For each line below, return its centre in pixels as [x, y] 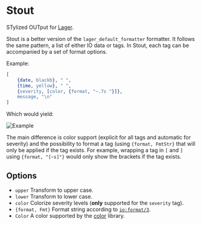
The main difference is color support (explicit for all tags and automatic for [99, 138]
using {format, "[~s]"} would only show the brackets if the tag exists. [94, 157]
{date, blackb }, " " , [44, 80]
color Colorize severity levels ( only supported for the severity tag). [99, 203]
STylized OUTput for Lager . [40, 27]
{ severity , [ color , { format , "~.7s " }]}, [70, 91]
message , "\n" [35, 97]
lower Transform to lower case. [53, 196]
